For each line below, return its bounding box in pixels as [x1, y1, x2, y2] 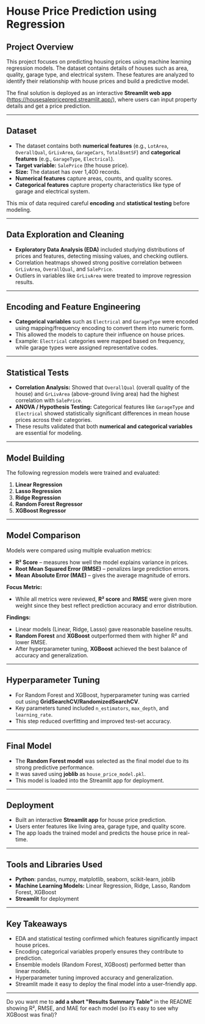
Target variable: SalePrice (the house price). [15, 161, 129, 169]
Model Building [6, 453, 65, 463]
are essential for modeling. [15, 429, 82, 437]
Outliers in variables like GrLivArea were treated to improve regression [15, 271, 191, 279]
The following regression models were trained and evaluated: [6, 469, 160, 476]
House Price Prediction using [6, 4, 157, 18]
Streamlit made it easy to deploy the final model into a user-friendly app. [15, 980, 197, 987]
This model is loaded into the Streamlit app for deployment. [15, 777, 165, 784]
